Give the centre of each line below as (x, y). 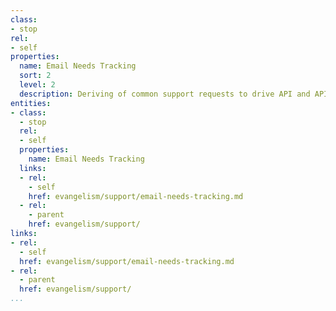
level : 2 (37, 85)
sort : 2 (35, 76)
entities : (31, 103)
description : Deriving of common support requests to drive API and (165, 94)
